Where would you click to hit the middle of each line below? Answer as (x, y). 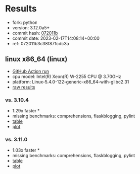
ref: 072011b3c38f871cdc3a (41, 43)
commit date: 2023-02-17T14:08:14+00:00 (56, 38)
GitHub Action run (31, 71)
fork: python (25, 22)
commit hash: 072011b (35, 33)
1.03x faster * (26, 150)
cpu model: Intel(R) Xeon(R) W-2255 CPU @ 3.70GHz (67, 76)
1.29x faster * (26, 111)
